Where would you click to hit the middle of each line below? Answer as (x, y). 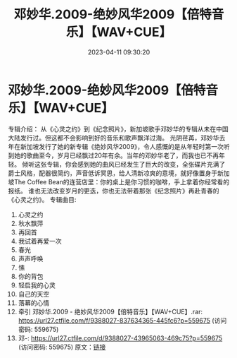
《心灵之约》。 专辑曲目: (42, 199)
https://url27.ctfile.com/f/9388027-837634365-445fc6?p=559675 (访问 (122, 320)
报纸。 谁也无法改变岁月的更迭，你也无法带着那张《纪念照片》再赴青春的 (114, 191)
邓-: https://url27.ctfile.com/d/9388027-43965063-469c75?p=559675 (120, 338)
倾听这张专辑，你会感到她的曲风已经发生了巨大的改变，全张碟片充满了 (123, 164)
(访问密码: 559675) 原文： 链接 (62, 347)
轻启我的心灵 (37, 285)
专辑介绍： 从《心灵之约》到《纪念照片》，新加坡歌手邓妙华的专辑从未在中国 (118, 129)
